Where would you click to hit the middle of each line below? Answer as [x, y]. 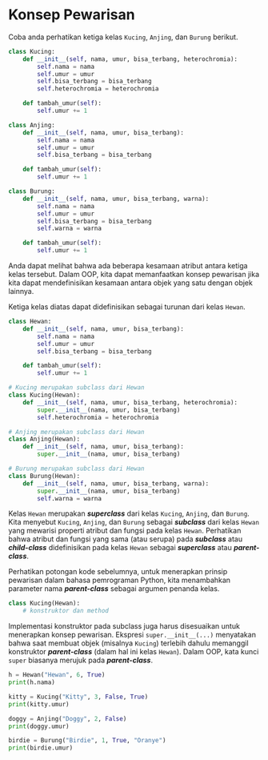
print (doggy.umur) [39, 726]
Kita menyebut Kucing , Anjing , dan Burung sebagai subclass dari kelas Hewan [134, 522]
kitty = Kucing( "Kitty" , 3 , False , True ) [78, 697]
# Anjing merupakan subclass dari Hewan [77, 432]
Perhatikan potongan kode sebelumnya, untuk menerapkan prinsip [118, 572]
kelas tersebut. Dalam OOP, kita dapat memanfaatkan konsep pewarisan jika [134, 275]
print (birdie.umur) [41, 748]
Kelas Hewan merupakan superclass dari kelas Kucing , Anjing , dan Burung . [129, 513]
